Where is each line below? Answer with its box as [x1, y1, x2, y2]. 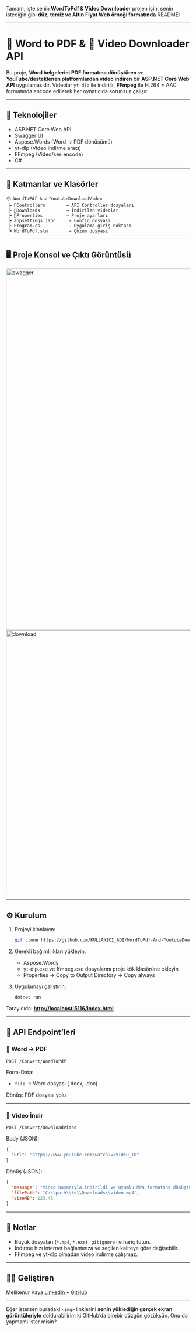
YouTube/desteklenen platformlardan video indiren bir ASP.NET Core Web [6, 75, 190, 82]
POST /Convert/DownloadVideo [6, 1125, 77, 1131]
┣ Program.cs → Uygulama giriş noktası [8, 223, 132, 229]
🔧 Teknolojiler [6, 110, 57, 120]
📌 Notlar [6, 1223, 36, 1233]
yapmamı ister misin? [6, 1318, 57, 1325]
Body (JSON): [6, 1135, 40, 1142]
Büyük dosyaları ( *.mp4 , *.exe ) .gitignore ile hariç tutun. [14, 1238, 151, 1245]
